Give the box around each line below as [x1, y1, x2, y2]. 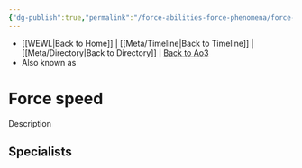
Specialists [8, 144, 73, 159]
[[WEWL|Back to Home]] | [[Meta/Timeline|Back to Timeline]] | [21, 38, 254, 49]
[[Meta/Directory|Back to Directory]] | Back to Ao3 [21, 47, 209, 58]
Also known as [21, 57, 77, 67]
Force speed [8, 88, 104, 109]
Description [8, 118, 51, 128]
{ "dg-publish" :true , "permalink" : [8, 13, 134, 22]
